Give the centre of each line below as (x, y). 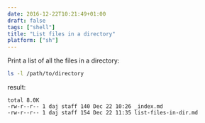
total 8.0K (23, 100)
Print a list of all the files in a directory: (63, 60)
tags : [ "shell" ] (31, 27)
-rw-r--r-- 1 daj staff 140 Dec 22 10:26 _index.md (85, 107)
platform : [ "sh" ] (33, 41)
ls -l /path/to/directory (45, 74)
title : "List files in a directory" (61, 34)
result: (17, 87)
